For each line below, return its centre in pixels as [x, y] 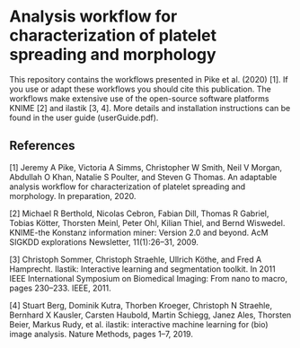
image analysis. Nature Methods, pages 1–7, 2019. [101, 334]
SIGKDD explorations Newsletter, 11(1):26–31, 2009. [104, 242]
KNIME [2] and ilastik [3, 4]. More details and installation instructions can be [150, 108]
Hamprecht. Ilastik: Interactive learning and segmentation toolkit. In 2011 [142, 269]
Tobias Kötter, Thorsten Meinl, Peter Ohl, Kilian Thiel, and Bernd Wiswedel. [147, 222]
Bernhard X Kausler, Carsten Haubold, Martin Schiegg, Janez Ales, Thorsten [150, 315]
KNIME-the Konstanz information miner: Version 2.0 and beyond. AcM [139, 232]
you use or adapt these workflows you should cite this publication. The [140, 89]
